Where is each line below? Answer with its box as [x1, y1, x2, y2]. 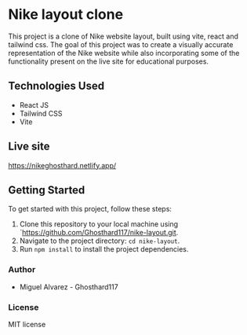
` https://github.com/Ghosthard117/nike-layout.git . [19, 228, 179, 237]
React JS [19, 100, 49, 109]
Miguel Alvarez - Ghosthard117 [19, 282, 119, 292]
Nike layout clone [8, 6, 124, 24]
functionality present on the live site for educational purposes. [8, 57, 209, 66]
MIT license [8, 319, 46, 329]
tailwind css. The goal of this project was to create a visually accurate [8, 39, 234, 49]
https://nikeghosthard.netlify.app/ [8, 160, 117, 170]
